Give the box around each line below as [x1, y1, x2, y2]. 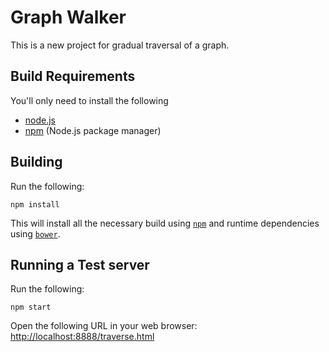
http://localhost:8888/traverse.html [10, 331, 155, 343]
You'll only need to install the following [10, 94, 169, 106]
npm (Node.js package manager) [24, 124, 162, 136]
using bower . [10, 227, 61, 240]
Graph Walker [10, 6, 127, 29]
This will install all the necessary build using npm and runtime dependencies [10, 217, 320, 229]
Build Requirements [10, 68, 136, 85]
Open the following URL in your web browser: [10, 320, 198, 332]
